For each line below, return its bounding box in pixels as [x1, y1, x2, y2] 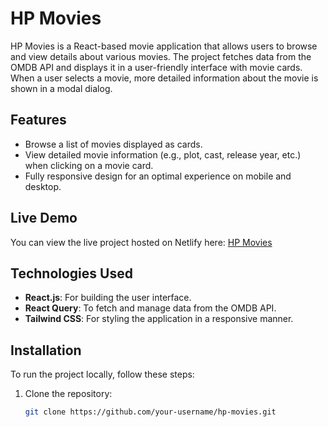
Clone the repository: [24, 388, 113, 400]
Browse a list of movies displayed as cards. [24, 138, 203, 150]
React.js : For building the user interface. [24, 292, 192, 304]
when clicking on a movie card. [24, 159, 154, 171]
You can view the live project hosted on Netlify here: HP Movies [10, 236, 273, 248]
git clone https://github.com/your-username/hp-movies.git [24, 407, 277, 417]
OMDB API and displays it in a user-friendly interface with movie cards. [10, 61, 303, 73]
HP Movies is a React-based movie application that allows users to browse [10, 40, 318, 52]
